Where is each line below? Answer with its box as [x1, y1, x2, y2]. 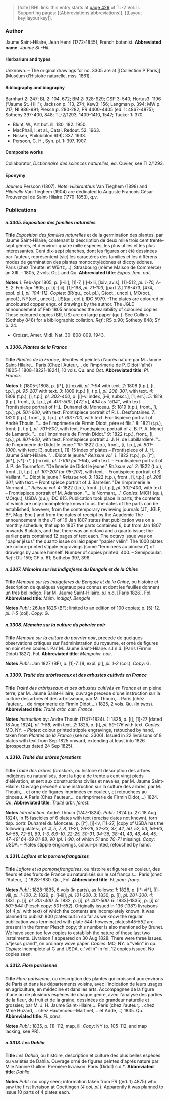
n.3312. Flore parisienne [5, 962, 57, 968]
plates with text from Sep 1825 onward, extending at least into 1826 [5, 737, 145, 743]
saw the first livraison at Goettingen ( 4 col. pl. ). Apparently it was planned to [5, 1084, 164, 1090]
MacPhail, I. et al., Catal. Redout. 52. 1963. [12, 126, 100, 133]
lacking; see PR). [5, 1028, 40, 1034]
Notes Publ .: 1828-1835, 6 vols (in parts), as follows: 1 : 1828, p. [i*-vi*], [5, 886, 153, 893]
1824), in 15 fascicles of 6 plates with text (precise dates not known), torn [5, 815, 157, 821]
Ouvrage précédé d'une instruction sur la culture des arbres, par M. [21, 783, 161, 789]
